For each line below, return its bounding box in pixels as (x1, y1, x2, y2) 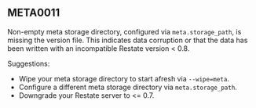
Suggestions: (7, 59, 50, 68)
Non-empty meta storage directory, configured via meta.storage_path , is (7, 27, 242, 36)
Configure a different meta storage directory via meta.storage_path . (18, 82, 237, 92)
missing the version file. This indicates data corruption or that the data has (7, 35, 248, 45)
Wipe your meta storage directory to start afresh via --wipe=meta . (18, 74, 229, 83)
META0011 (7, 6, 60, 20)
